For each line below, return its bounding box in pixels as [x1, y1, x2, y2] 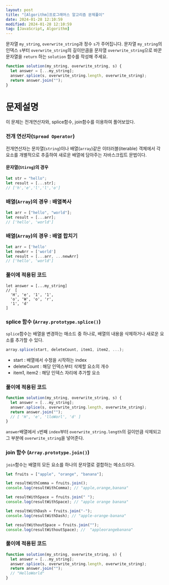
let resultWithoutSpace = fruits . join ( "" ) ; [6, 522, 99, 528]
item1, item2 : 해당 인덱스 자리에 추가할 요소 [13, 369, 100, 375]
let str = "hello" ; [6, 176, 47, 181]
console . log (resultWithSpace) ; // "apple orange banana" [6, 499, 129, 505]
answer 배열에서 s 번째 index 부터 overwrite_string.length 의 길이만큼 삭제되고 [6, 429, 161, 435]
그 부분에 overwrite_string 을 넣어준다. [6, 435, 84, 441]
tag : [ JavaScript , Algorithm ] [6, 26, 70, 31]
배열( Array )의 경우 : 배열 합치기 [6, 232, 78, 239]
